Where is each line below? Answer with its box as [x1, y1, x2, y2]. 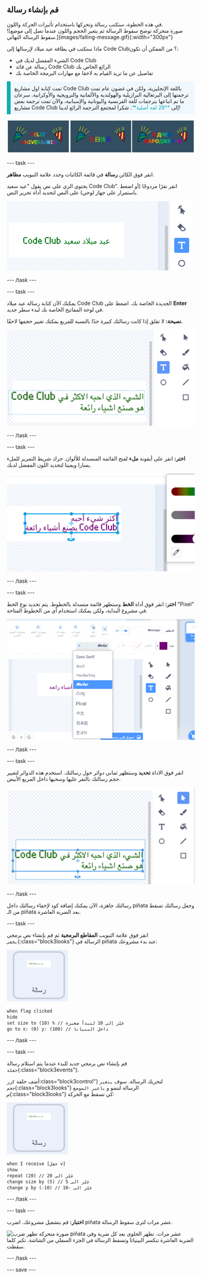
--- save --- [7, 1266, 36, 1273]
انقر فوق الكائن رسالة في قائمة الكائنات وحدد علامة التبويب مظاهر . [7, 171, 154, 178]
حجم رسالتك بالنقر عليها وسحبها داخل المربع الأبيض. [7, 776, 121, 783]
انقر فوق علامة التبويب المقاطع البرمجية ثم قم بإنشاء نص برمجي [7, 931, 149, 939]
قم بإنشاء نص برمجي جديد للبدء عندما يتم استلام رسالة [7, 1060, 128, 1067]
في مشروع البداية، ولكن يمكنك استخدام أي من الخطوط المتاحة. [7, 607, 148, 614]
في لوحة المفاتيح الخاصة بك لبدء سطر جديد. [7, 306, 104, 313]
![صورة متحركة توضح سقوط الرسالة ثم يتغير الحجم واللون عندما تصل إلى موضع [7, 27, 183, 34]
